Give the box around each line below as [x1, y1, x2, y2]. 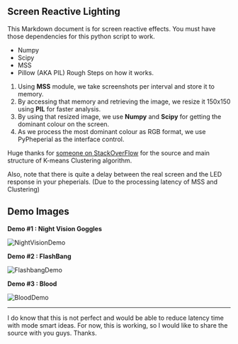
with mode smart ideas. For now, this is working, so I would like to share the [7, 321, 228, 329]
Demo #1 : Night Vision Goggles [7, 224, 103, 233]
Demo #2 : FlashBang [7, 252, 72, 260]
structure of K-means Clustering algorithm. [7, 156, 132, 165]
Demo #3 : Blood [7, 279, 57, 288]
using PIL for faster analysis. [17, 104, 101, 113]
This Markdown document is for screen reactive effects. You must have [7, 24, 216, 33]
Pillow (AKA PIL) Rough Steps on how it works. [17, 68, 154, 77]
